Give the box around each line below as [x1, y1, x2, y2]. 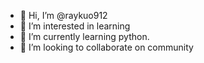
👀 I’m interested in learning [19, 20, 131, 32]
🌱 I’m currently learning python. [19, 31, 150, 42]
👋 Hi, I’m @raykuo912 [19, 10, 108, 21]
